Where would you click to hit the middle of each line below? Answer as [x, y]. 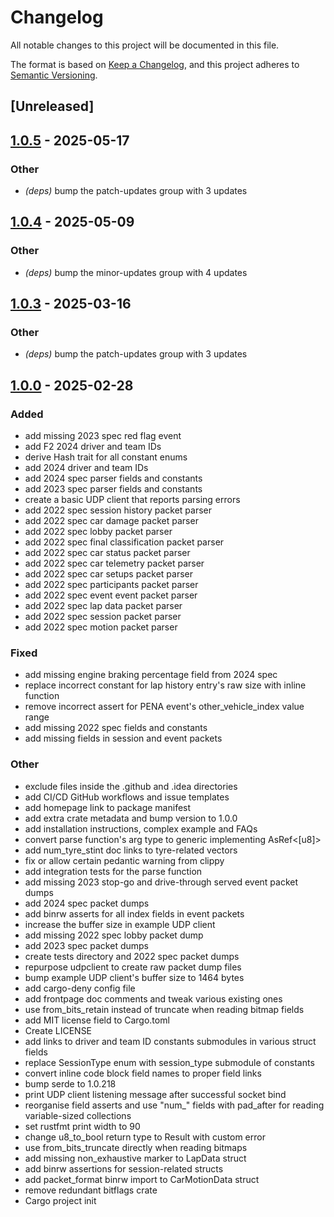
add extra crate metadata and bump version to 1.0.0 [131, 818]
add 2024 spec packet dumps [87, 903]
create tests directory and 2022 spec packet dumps [132, 956]
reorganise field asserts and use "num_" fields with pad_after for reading [174, 1105]
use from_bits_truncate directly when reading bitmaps [136, 1147]
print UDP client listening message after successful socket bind [155, 1094]
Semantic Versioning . [54, 75]
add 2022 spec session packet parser [103, 617]
